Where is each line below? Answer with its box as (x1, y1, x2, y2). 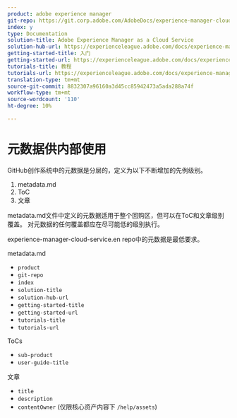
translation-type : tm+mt (7, 76, 80, 83)
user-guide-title (17, 359, 69, 366)
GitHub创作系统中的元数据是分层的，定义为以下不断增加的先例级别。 (7, 166, 207, 174)
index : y (7, 23, 33, 30)
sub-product (17, 352, 53, 359)
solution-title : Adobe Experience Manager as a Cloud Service (7, 37, 194, 44)
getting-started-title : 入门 (7, 50, 91, 57)
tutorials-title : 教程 (7, 63, 72, 70)
